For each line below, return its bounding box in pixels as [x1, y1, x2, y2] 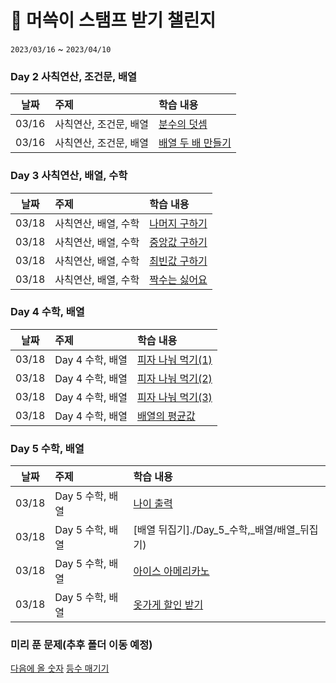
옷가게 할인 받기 [133, 598, 204, 612]
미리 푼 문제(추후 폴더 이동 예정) [10, 638, 153, 652]
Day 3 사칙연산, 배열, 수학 [10, 169, 128, 183]
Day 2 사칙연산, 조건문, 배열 [10, 69, 138, 83]
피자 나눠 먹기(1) [137, 352, 213, 366]
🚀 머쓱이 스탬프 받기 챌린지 [10, 9, 217, 32]
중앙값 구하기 [149, 235, 208, 249]
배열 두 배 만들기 [158, 136, 232, 150]
